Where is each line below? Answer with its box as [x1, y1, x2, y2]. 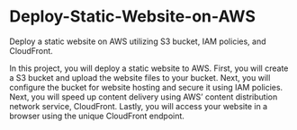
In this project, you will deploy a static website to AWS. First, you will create [9, 63, 289, 74]
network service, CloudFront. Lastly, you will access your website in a [9, 100, 268, 111]
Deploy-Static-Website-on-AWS [9, 6, 256, 27]
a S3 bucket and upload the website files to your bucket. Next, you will [9, 72, 271, 82]
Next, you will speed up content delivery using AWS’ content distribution [9, 91, 278, 102]
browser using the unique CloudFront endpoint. [9, 110, 184, 121]
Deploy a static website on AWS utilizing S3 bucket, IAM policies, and [9, 36, 267, 47]
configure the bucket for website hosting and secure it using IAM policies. [9, 82, 283, 92]
